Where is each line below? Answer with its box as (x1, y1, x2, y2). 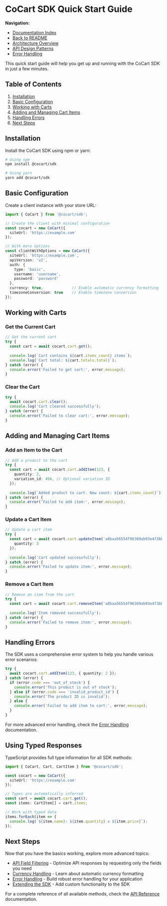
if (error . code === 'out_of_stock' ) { (9, 680, 90, 685)
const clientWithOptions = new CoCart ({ (5, 248, 90, 253)
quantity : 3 (14, 541, 39, 546)
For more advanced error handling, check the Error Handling (5, 721, 129, 727)
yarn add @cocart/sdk (5, 175, 50, 180)
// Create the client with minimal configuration (5, 221, 110, 226)
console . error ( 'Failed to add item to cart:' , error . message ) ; (14, 703, 148, 708)
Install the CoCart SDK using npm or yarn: (5, 147, 91, 153)
